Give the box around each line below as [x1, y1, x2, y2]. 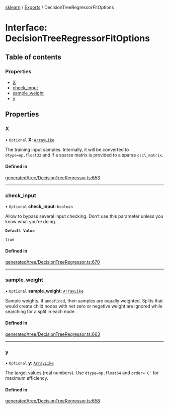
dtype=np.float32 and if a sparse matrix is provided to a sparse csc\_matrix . [5, 151, 163, 158]
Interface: [5, 22, 48, 33]
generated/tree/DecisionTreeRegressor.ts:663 [5, 331, 101, 337]
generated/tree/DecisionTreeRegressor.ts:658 [5, 398, 101, 404]
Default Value [5, 228, 35, 234]
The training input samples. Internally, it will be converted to [5, 146, 129, 152]
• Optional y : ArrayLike [5, 360, 54, 366]
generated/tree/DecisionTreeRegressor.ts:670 [5, 259, 100, 265]
